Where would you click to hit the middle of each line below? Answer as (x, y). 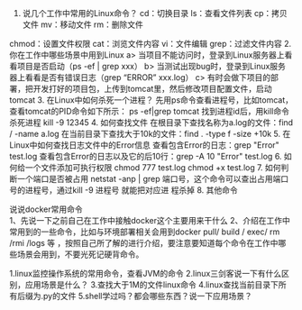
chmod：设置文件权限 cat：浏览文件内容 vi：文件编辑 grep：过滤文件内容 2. (151, 44)
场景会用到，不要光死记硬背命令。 (80, 254)
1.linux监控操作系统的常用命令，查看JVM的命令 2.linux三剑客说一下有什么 (146, 274)
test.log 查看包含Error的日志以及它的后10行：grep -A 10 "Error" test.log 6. (146, 156)
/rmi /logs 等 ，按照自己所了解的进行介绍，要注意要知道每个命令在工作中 (144, 243)
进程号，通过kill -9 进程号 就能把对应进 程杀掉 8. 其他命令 (131, 190)
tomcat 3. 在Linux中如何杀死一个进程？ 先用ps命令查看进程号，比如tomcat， (151, 100)
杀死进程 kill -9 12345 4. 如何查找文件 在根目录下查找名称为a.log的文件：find (151, 123)
